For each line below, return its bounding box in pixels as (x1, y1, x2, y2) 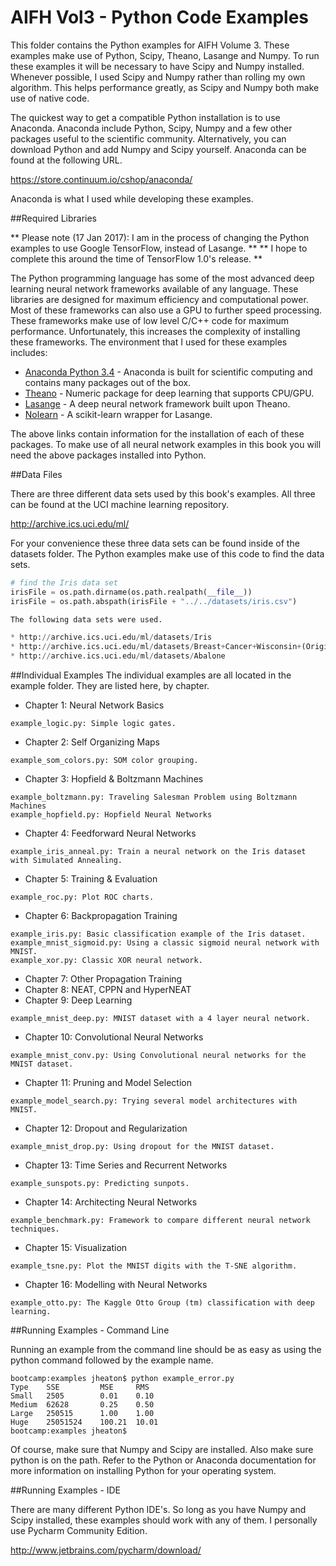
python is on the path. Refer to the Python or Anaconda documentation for (10, 1454, 317, 1466)
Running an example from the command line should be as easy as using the (10, 1344, 322, 1356)
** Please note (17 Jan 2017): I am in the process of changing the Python (10, 231, 310, 243)
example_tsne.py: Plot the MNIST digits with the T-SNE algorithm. (10, 1261, 298, 1271)
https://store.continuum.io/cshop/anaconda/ (10, 173, 193, 185)
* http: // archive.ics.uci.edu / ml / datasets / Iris (10, 632, 213, 643)
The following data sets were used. (10, 614, 163, 625)
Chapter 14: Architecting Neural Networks (24, 1196, 198, 1208)
